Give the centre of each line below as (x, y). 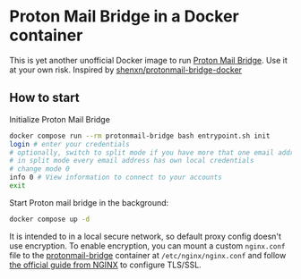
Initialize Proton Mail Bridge (60, 119)
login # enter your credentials (69, 144)
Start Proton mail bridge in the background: (89, 202)
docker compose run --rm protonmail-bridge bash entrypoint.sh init (140, 136)
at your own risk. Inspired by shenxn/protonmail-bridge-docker (126, 70)
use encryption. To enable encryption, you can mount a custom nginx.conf (147, 245)
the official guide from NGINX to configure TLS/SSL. (105, 265)
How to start (44, 98)
